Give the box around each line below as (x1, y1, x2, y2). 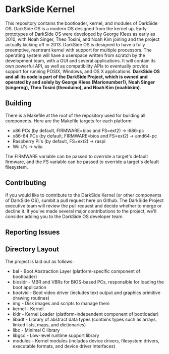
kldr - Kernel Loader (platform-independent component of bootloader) (12, 311, 159, 317)
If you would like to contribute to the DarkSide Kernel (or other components (5, 192, 161, 198)
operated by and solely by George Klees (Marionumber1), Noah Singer (5, 79, 155, 85)
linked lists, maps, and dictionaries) (12, 321, 86, 328)
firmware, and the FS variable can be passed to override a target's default (5, 159, 159, 165)
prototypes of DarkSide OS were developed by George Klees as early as (5, 31, 155, 37)
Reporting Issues (5, 228, 60, 236)
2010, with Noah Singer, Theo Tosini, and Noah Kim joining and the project (5, 36, 160, 42)
